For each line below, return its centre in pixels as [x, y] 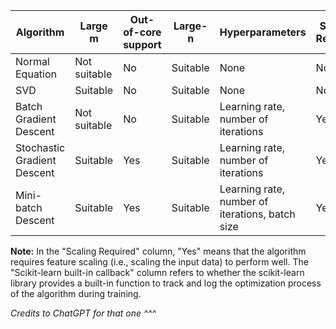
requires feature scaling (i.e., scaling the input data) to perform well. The [159, 262]
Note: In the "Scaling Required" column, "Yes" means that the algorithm [158, 251]
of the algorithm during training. [76, 293]
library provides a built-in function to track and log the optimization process [166, 283]
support [142, 44]
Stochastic [40, 147]
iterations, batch [257, 214]
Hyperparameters [263, 32]
